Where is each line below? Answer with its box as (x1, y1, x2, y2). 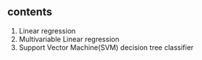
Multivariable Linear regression (18, 34, 119, 44)
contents (7, 5, 53, 19)
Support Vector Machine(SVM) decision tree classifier (18, 42, 194, 52)
